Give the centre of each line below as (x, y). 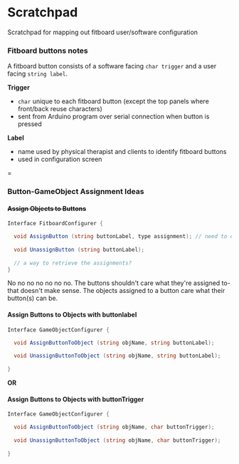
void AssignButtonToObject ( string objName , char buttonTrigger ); (114, 427)
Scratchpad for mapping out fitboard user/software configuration (102, 32)
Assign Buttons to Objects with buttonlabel (72, 315)
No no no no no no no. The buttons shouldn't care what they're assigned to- (119, 283)
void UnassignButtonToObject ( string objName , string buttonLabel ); (117, 356)
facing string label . (37, 74)
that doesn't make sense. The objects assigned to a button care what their (116, 291)
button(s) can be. (33, 298)
